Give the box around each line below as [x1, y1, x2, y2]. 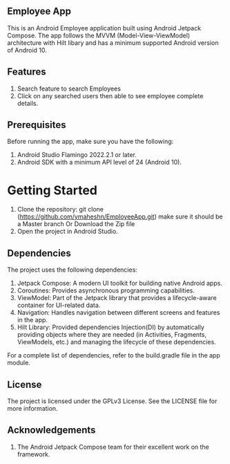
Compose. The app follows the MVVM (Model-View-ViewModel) [7, 31, 191, 39]
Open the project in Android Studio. [17, 228, 119, 236]
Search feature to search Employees [17, 84, 121, 93]
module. [7, 359, 31, 367]
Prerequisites [7, 119, 66, 131]
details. [17, 99, 39, 107]
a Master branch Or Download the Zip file [17, 220, 135, 228]
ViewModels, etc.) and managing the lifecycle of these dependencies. [17, 338, 216, 346]
